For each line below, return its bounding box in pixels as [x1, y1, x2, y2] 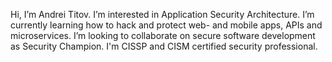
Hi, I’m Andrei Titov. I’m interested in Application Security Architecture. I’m [10, 9, 315, 20]
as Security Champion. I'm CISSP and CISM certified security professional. [10, 40, 318, 52]
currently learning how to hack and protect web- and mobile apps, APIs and [10, 19, 323, 31]
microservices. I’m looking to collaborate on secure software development [10, 30, 316, 41]
